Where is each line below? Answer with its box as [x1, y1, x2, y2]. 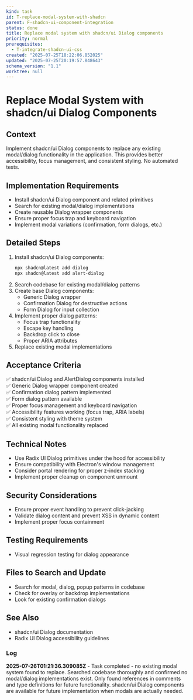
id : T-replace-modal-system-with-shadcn [6, 14, 106, 20]
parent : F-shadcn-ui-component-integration [6, 19, 114, 25]
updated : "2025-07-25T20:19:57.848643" [6, 57, 104, 63]
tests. [6, 163, 19, 170]
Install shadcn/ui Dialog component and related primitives [14, 196, 154, 203]
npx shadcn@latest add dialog [14, 265, 89, 271]
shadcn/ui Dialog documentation [14, 628, 94, 636]
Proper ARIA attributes [23, 337, 78, 344]
